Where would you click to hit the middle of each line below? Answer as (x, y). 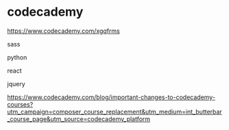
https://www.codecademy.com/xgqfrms (63, 31)
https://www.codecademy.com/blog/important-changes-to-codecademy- (111, 97)
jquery (16, 83)
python (17, 57)
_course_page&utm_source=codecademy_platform (79, 119)
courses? (20, 104)
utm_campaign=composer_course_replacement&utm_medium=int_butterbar (115, 112)
